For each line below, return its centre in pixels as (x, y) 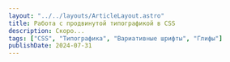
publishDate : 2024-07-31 (50, 46)
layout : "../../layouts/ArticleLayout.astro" (86, 16)
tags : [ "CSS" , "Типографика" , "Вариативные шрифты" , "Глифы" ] (115, 38)
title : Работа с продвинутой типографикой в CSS (92, 23)
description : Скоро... (47, 31)
